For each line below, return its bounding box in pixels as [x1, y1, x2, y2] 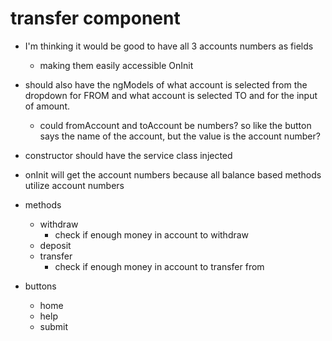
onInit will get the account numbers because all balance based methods [24, 168, 322, 181]
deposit [39, 239, 72, 251]
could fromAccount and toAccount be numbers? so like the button [39, 119, 312, 131]
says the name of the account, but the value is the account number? [39, 130, 321, 142]
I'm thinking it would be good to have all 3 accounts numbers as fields [24, 40, 314, 52]
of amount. [24, 100, 70, 112]
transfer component [10, 7, 181, 30]
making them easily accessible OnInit [39, 59, 194, 71]
